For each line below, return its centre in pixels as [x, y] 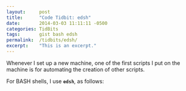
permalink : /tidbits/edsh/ [42, 40]
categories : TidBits [33, 29]
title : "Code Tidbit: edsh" [49, 18]
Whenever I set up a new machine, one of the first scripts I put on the [93, 63]
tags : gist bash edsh [42, 35]
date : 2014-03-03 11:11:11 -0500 [57, 23]
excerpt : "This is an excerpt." [52, 46]
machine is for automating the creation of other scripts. [76, 69]
